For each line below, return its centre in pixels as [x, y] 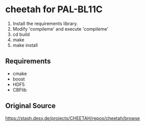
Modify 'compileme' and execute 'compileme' [60, 29]
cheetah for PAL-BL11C [54, 9]
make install [25, 45]
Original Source [31, 106]
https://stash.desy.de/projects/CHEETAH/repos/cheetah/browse [72, 118]
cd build [21, 34]
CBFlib [20, 90]
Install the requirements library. [45, 23]
